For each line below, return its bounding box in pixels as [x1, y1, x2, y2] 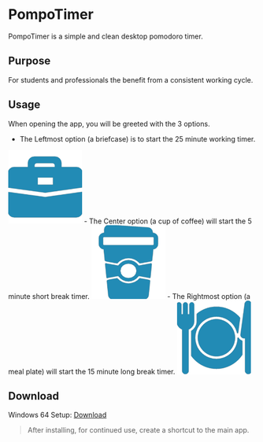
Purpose [8, 54, 51, 68]
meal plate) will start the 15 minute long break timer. [8, 366, 176, 376]
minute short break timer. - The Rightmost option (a [8, 291, 250, 300]
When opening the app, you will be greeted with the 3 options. [8, 119, 210, 128]
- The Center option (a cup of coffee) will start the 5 [83, 216, 252, 226]
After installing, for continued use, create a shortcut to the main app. [27, 425, 250, 435]
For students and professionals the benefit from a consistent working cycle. [8, 75, 254, 84]
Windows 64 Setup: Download [8, 411, 107, 420]
